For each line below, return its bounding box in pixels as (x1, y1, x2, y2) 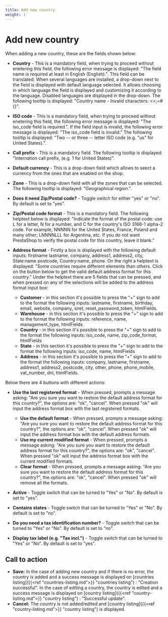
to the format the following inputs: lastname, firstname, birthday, (20, 300, 154, 306)
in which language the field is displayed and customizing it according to (12, 87, 161, 94)
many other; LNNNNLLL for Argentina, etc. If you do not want (12, 232, 140, 238)
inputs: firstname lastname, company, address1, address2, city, (12, 252, 144, 258)
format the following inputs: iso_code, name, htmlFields (20, 348, 135, 355)
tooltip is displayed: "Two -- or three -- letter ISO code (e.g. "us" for (12, 135, 154, 141)
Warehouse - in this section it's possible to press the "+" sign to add (20, 311, 163, 317)
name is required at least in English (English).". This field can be (12, 71, 145, 77)
